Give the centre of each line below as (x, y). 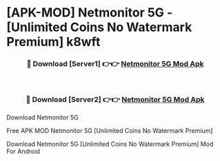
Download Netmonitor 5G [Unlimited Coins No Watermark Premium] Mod (110, 144)
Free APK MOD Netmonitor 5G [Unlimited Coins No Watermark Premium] (110, 130)
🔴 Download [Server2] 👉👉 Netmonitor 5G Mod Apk (115, 100)
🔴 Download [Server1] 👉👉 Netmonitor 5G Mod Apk (115, 64)
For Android (23, 151)
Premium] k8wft (53, 42)
